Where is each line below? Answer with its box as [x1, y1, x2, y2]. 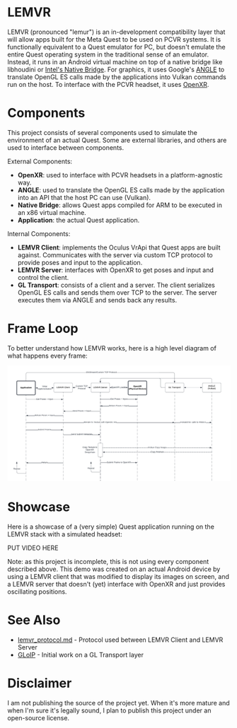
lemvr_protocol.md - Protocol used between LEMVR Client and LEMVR [17, 635, 224, 644]
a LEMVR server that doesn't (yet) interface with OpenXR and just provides [7, 580, 226, 589]
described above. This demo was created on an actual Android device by [7, 565, 221, 573]
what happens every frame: [7, 351, 88, 360]
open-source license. [7, 713, 69, 722]
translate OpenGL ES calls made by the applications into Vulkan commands [7, 72, 226, 81]
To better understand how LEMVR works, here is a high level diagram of [7, 344, 217, 352]
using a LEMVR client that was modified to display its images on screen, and [7, 573, 230, 581]
